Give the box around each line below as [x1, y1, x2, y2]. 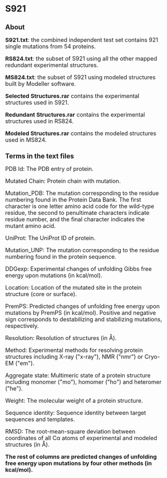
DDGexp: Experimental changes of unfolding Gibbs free [5, 265, 152, 272]
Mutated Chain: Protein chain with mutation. [5, 177, 121, 184]
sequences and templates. [5, 416, 75, 423]
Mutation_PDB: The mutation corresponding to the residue [5, 189, 159, 197]
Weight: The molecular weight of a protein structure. [5, 397, 143, 404]
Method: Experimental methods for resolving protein [5, 346, 143, 354]
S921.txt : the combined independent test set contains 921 [5, 36, 159, 43]
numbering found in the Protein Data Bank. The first [5, 196, 141, 203]
